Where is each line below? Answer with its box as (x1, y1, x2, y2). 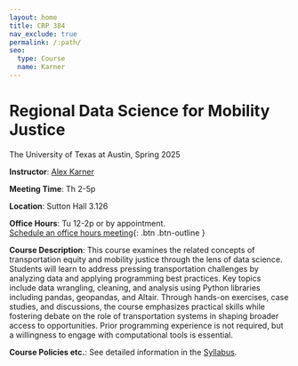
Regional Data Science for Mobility (9, 101, 270, 121)
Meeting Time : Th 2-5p (9, 183, 96, 194)
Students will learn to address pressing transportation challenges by (9, 263, 260, 274)
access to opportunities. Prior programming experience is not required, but (9, 320, 284, 330)
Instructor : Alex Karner (9, 166, 95, 177)
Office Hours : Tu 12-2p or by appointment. (9, 218, 166, 228)
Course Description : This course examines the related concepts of (9, 244, 255, 255)
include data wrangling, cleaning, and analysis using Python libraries (9, 282, 261, 293)
